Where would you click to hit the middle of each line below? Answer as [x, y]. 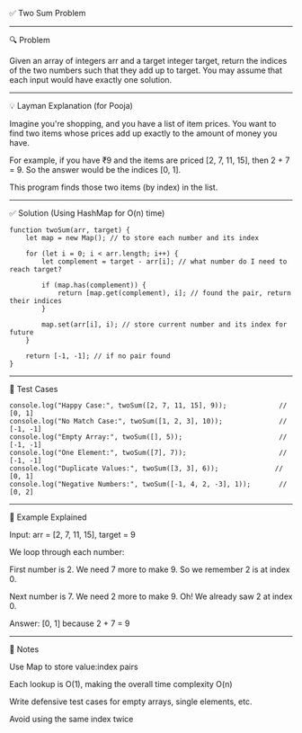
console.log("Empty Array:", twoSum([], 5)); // [148, 437]
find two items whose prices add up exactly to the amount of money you [143, 133]
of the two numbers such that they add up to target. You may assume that [146, 70]
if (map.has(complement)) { [94, 285]
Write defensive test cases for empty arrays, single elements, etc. [131, 702]
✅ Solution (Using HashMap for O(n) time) [87, 213]
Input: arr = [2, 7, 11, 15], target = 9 [73, 535]
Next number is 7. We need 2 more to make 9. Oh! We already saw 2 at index [151, 596]
